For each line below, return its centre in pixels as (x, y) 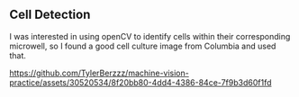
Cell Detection (50, 15)
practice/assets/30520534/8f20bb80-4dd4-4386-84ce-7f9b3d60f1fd (140, 82)
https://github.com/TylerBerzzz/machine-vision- (99, 73)
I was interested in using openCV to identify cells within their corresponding (150, 36)
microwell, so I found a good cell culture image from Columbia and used (143, 46)
